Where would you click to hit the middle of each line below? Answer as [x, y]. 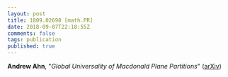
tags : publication [34, 40]
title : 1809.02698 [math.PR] [50, 20]
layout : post [27, 14]
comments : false [31, 33]
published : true [31, 46]
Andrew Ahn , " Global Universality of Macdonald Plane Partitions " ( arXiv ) [114, 66]
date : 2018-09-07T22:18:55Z [49, 27]
